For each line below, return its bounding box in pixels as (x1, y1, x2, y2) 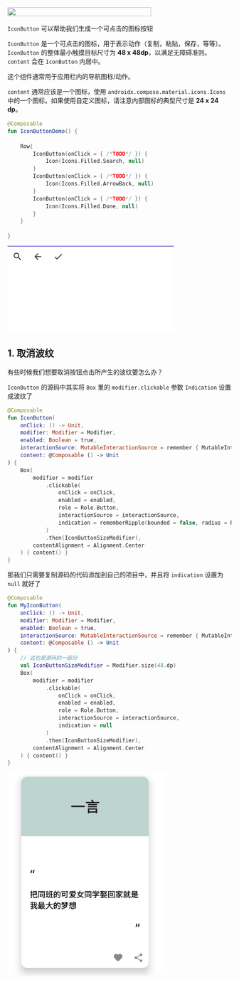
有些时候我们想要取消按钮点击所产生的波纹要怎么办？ (7, 368, 164, 376)
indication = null (58, 722, 113, 730)
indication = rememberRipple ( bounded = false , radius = (58, 519, 228, 526)
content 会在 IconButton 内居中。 (7, 57, 105, 65)
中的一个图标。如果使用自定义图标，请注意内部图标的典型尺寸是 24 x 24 (7, 96, 219, 105)
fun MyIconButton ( (7, 602, 62, 609)
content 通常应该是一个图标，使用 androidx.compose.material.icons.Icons (7, 87, 226, 95)
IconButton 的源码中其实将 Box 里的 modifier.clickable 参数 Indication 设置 (7, 383, 232, 391)
